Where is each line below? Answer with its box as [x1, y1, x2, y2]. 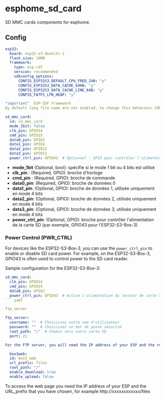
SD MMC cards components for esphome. [5, 19, 91, 25]
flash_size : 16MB [9, 56, 45, 60]
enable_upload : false [9, 374, 54, 379]
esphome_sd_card [5, 3, 82, 14]
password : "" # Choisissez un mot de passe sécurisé [9, 325, 122, 330]
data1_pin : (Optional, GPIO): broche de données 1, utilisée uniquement [12, 185, 155, 191]
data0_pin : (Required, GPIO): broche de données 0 [12, 180, 116, 186]
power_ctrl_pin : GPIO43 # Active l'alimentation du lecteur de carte [9, 293, 157, 298]
